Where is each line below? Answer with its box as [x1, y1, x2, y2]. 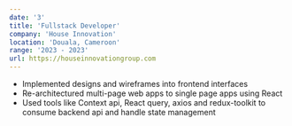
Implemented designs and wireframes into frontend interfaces [21, 79, 249, 89]
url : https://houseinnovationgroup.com [9, 54, 157, 63]
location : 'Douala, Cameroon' [9, 37, 121, 47]
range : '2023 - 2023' [9, 46, 89, 55]
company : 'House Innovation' [9, 29, 117, 38]
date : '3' [9, 12, 46, 22]
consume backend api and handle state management [21, 107, 216, 117]
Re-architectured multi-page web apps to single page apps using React [21, 88, 283, 98]
